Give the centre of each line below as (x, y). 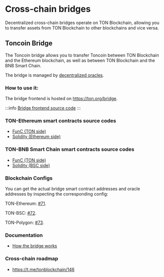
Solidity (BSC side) (31, 165)
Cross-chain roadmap (32, 259)
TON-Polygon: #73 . (24, 222)
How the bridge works (35, 246)
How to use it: (22, 88)
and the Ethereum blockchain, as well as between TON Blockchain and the (80, 60)
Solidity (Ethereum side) (36, 137)
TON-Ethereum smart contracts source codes (61, 120)
